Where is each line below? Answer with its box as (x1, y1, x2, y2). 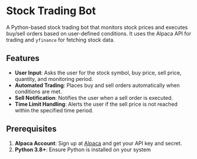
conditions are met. (14, 87, 62, 95)
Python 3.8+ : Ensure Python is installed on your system (14, 146, 151, 153)
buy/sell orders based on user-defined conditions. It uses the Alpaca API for (6, 30, 191, 37)
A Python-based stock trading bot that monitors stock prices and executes (6, 24, 188, 31)
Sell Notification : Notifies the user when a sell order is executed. (14, 94, 173, 101)
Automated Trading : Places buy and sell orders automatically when (14, 82, 180, 89)
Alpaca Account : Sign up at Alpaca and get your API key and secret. (14, 139, 182, 147)
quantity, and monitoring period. (14, 75, 93, 82)
